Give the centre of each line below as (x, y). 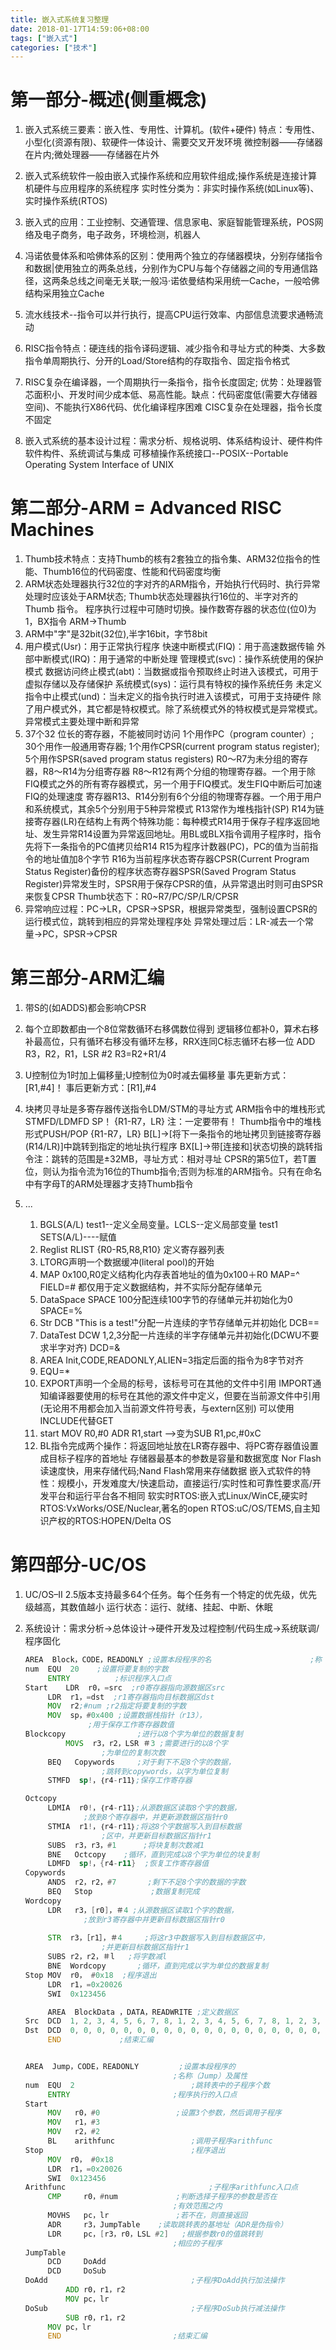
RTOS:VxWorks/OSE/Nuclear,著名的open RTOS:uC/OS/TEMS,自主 (175, 1508)
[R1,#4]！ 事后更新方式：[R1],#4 (90, 1088)
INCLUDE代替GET (76, 1421)
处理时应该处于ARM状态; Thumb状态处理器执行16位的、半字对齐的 (161, 597)
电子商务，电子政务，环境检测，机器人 (121, 235)
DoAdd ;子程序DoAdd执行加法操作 (154, 2281)
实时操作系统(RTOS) (66, 201)
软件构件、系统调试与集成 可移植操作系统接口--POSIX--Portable (156, 453)
